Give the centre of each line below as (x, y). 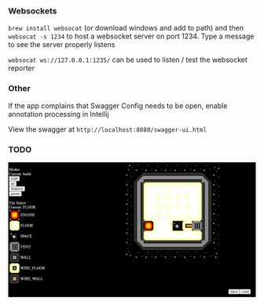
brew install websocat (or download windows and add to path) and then (126, 28)
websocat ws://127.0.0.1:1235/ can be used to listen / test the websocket (128, 60)
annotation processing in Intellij (59, 114)
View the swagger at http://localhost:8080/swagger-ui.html (107, 129)
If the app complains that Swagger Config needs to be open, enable (118, 105)
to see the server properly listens (62, 45)
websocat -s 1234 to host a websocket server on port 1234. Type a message (131, 36)
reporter (22, 68)
